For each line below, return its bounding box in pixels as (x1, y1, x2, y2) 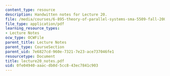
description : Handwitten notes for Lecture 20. (5, 12, 108, 17)
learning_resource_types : (5, 26, 60, 31)
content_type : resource (5, 7, 56, 12)
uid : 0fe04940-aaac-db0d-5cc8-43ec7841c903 (5, 63, 99, 68)
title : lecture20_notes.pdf (5, 58, 65, 63)
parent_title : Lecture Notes (5, 40, 67, 45)
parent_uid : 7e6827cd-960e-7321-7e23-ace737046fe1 (5, 49, 114, 54)
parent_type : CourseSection (5, 44, 65, 49)
